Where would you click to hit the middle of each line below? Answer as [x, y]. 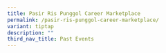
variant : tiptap [30, 26]
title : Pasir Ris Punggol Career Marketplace [74, 13]
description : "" [30, 33]
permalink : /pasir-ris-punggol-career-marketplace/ [83, 20]
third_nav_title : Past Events [51, 39]
